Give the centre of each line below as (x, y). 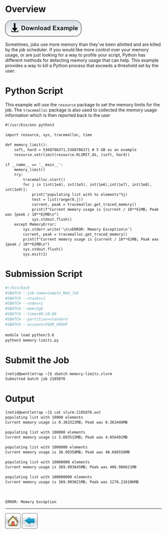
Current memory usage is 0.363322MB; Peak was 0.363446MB (66, 423)
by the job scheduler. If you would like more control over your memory (77, 49)
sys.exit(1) (36, 254)
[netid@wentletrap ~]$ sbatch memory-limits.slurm (59, 374)
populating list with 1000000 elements (46, 447)
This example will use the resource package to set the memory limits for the (83, 104)
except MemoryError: (35, 224)
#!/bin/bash (17, 288)
